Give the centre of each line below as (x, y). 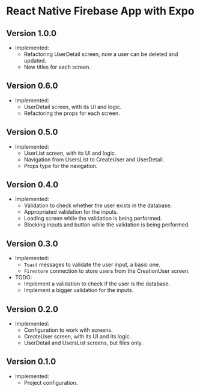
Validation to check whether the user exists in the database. (98, 205)
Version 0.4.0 (32, 185)
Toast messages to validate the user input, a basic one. (92, 265)
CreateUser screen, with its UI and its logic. (77, 337)
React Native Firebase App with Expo (100, 11)
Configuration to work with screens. (68, 330)
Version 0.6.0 (32, 86)
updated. (35, 61)
